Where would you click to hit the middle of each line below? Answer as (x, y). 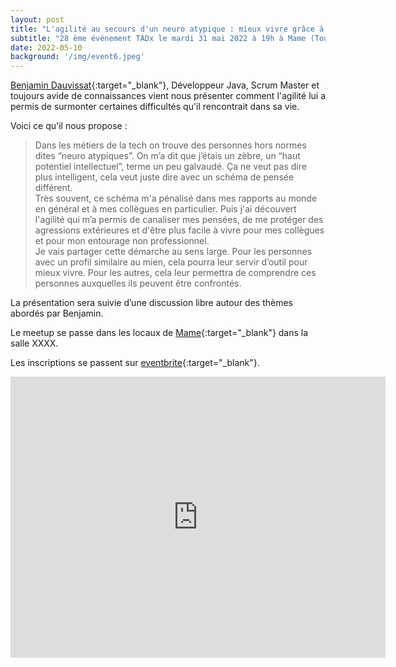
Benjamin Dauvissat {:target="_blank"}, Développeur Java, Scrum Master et (165, 85)
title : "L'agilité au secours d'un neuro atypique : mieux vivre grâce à (167, 29)
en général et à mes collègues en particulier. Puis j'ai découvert (165, 209)
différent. (53, 188)
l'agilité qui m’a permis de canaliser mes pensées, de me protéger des (179, 220)
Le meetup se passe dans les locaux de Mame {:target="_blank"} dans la (159, 333)
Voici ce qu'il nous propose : (69, 126)
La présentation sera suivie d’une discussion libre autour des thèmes (152, 303)
